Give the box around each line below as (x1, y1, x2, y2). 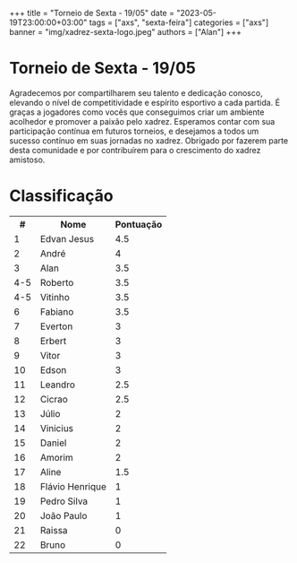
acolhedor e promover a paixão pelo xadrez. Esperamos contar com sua (9, 116, 276, 126)
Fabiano (39, 305, 74, 317)
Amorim (39, 451, 73, 463)
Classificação (9, 186, 114, 206)
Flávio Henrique (39, 480, 107, 492)
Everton (39, 320, 73, 333)
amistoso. (9, 154, 46, 165)
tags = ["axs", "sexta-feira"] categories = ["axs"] (89, 17, 269, 28)
